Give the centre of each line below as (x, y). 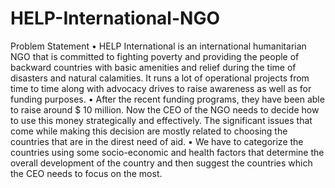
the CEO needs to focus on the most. (86, 173)
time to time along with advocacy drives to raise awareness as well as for (161, 88)
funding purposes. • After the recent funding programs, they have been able (167, 99)
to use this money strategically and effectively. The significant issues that (161, 120)
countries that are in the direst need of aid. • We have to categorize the (157, 141)
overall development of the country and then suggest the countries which (161, 163)
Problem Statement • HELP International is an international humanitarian (158, 46)
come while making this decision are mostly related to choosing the (149, 131)
